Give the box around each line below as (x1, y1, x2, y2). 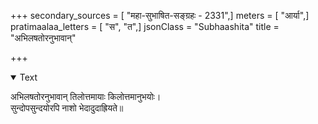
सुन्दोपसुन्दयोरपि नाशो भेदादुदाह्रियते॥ (10, 102, 124, 114)
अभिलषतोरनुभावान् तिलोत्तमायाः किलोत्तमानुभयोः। (10, 91, 162, 102)
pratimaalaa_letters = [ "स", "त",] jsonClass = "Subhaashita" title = (10, 21, 280, 32)
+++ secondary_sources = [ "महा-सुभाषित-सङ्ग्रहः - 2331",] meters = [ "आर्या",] (10, 10, 310, 21)
